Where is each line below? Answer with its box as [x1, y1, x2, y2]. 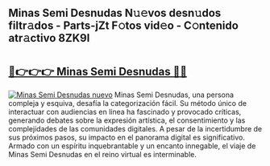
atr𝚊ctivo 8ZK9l [8, 31, 90, 45]
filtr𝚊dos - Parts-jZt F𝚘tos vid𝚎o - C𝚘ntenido [8, 19, 239, 33]
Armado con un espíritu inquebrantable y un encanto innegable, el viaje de [8, 141, 256, 151]
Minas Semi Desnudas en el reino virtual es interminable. [8, 150, 197, 159]
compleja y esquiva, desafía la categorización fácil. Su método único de [8, 99, 247, 107]
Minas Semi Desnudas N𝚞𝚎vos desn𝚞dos [8, 6, 222, 20]
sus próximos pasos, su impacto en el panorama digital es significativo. [8, 132, 246, 142]
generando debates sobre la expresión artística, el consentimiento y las [8, 115, 246, 125]
